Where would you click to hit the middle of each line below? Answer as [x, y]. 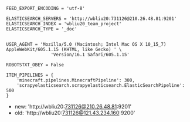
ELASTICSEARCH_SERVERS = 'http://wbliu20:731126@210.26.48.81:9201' [91, 19]
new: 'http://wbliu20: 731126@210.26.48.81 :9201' [73, 106]
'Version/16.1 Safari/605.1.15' [90, 55]
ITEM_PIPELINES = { [30, 75]
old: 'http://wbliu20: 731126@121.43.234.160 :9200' [75, 113]
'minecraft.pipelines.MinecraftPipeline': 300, [76, 80]
